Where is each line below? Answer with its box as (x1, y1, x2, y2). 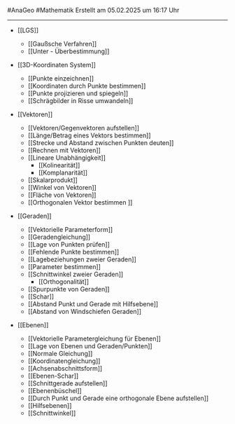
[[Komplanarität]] (38, 168, 88, 177)
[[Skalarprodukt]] (27, 176, 78, 184)
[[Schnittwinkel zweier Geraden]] (27, 270, 124, 278)
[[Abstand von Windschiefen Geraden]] (27, 308, 142, 315)
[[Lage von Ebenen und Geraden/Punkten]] (27, 342, 152, 350)
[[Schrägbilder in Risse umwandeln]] (27, 97, 134, 104)
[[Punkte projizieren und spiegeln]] (27, 89, 129, 97)
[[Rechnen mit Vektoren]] (27, 146, 101, 154)
